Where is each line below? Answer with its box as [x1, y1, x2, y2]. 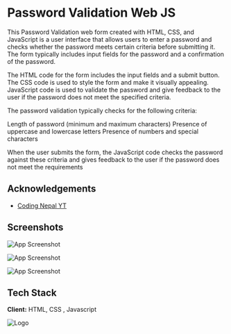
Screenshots [7, 222, 64, 233]
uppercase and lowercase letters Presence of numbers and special [7, 127, 199, 135]
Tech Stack [7, 287, 57, 299]
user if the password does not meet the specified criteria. [7, 92, 171, 101]
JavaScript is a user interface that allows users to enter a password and [7, 35, 212, 43]
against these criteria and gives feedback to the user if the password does [7, 155, 220, 164]
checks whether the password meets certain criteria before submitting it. [7, 42, 216, 51]
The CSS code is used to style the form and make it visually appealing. [7, 78, 209, 86]
